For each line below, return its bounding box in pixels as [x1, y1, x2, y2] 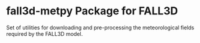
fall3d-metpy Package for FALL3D [6, 4, 178, 18]
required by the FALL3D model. [6, 30, 83, 37]
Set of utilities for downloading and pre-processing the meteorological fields [6, 24, 195, 31]
